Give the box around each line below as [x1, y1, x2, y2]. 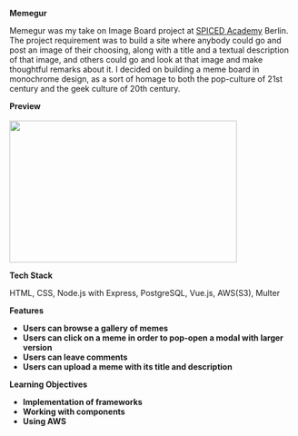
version [22, 342, 53, 352]
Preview [9, 101, 41, 112]
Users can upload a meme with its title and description [22, 362, 233, 372]
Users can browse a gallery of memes [22, 322, 169, 333]
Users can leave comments [22, 352, 128, 362]
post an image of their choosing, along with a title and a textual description [9, 45, 289, 55]
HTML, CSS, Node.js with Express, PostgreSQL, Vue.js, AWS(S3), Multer [9, 288, 280, 298]
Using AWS [22, 416, 66, 426]
